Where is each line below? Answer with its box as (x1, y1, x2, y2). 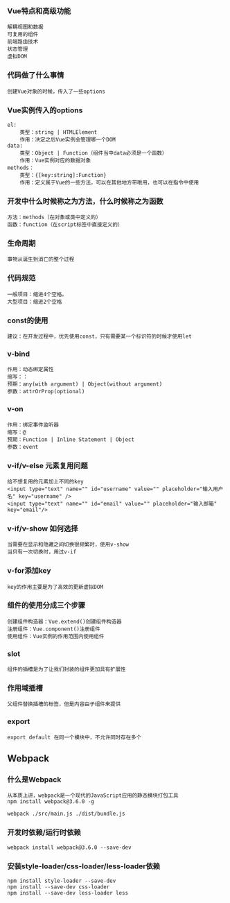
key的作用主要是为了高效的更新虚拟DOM (7, 583, 104, 590)
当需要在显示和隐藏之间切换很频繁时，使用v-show (7, 541, 130, 549)
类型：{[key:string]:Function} (19, 171, 107, 178)
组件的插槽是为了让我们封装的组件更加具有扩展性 (7, 666, 126, 673)
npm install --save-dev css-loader (7, 884, 110, 891)
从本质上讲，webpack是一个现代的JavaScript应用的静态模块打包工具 (7, 792, 179, 799)
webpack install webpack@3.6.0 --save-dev (7, 844, 132, 851)
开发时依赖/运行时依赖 (7, 827, 81, 837)
